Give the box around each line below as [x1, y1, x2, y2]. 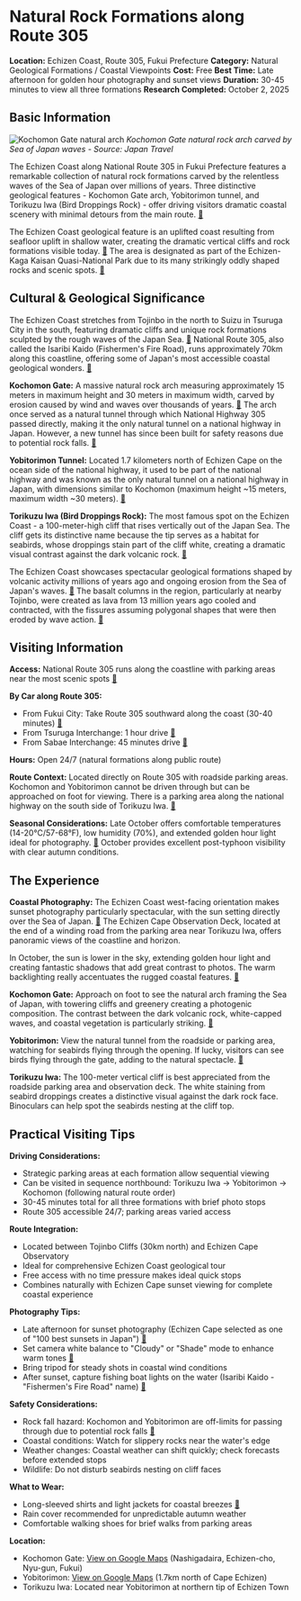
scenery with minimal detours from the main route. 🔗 [9, 209, 204, 220]
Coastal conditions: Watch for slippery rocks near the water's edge [22, 1435, 271, 1446]
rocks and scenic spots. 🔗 [9, 264, 105, 276]
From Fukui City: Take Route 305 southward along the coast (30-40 [22, 709, 273, 719]
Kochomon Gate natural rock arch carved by [126, 133, 292, 145]
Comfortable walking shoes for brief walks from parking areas [22, 1518, 252, 1528]
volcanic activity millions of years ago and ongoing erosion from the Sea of [9, 575, 288, 586]
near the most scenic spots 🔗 [9, 674, 118, 684]
